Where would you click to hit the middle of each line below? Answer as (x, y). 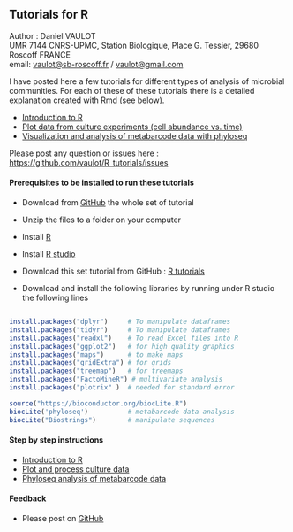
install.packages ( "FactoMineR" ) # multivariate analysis (116, 380)
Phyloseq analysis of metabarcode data (94, 478)
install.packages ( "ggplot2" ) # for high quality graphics (122, 346)
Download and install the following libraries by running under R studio (148, 289)
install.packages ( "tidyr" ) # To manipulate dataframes (120, 330)
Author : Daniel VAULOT (53, 35)
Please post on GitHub (63, 518)
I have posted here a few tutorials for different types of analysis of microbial (147, 81)
